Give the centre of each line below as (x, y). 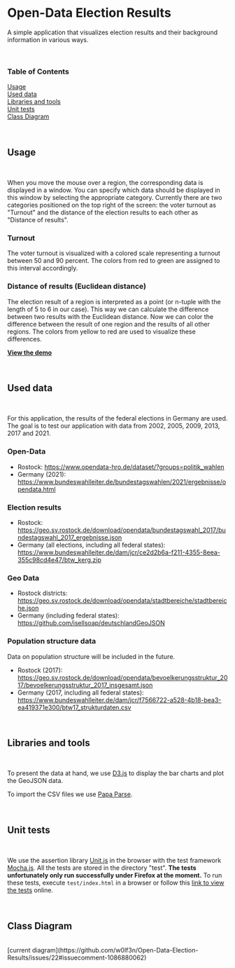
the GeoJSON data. (35, 781)
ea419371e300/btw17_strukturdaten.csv (74, 707)
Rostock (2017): (40, 670)
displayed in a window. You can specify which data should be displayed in (114, 190)
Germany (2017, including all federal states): (81, 693)
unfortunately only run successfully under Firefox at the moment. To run (115, 875)
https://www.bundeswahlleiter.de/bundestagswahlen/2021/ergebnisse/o (122, 482)
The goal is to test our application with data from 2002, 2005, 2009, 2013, (114, 426)
